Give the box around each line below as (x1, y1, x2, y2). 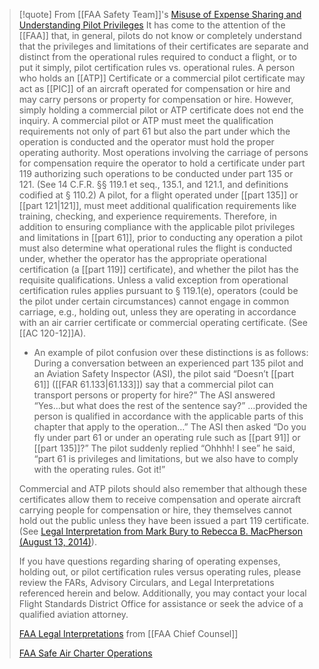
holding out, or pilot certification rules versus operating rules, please (18, 566, 302, 578)
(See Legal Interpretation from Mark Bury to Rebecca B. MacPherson (18, 525, 303, 537)
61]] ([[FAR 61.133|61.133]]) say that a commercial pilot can (33, 379, 274, 390)
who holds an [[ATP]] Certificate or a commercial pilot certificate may (18, 72, 306, 84)
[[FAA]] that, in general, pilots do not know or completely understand (18, 30, 302, 41)
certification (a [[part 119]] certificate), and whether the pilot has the (18, 264, 299, 275)
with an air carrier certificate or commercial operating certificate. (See (18, 317, 308, 328)
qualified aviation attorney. (18, 609, 129, 620)
